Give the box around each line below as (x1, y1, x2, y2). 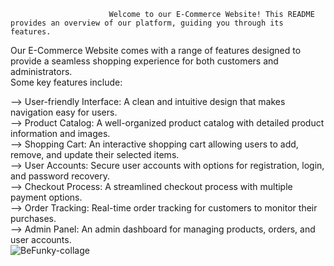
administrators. (10, 66, 73, 77)
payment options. (10, 191, 83, 203)
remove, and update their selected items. (10, 149, 180, 160)
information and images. (10, 128, 111, 139)
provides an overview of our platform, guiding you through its (10, 18, 284, 28)
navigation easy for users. (10, 106, 118, 118)
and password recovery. (10, 170, 110, 182)
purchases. (10, 213, 57, 224)
